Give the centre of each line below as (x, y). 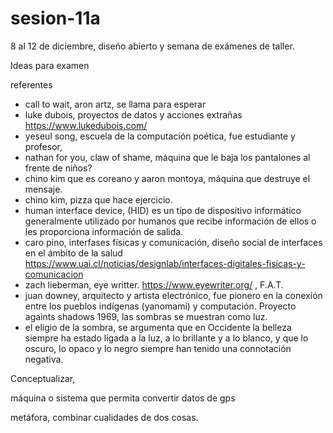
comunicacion (54, 274)
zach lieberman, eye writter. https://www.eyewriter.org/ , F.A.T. (154, 284)
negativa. (44, 359)
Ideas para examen (50, 65)
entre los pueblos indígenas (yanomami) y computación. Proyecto (160, 306)
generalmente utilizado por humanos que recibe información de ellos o (170, 221)
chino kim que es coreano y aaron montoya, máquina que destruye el (167, 178)
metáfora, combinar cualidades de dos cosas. (104, 417)
